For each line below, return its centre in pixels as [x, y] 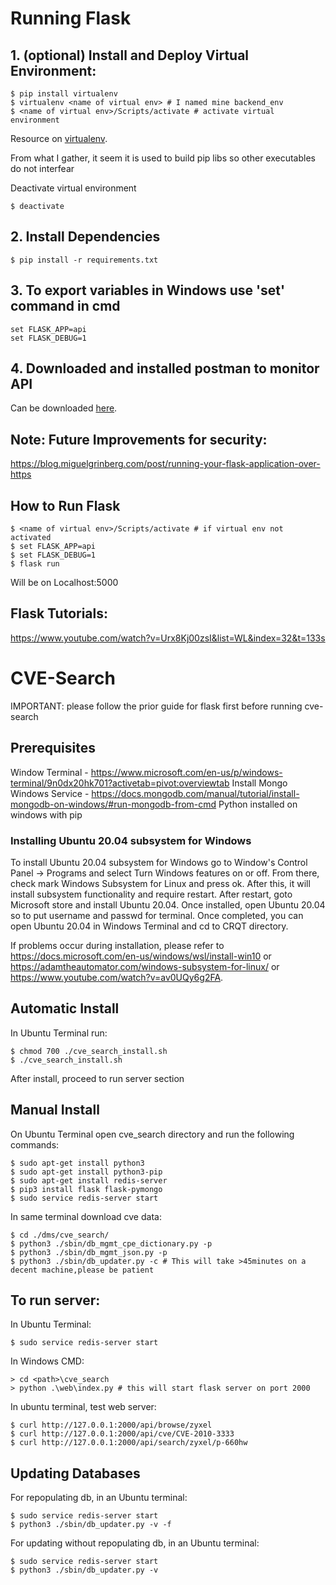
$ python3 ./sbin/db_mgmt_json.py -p [89, 1252]
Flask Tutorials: [59, 613]
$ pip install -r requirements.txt [84, 260]
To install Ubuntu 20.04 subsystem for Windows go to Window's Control [159, 862]
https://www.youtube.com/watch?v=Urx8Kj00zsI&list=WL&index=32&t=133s [168, 638]
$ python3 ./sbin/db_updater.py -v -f [91, 1525]
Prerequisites [53, 748]
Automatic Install [65, 1008]
